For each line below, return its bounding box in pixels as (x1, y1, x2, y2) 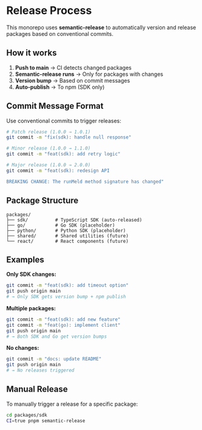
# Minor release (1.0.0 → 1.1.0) (6, 145, 91, 152)
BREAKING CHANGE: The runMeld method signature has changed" (6, 179, 164, 185)
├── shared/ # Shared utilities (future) (6, 233, 129, 239)
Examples (6, 254, 44, 265)
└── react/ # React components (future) (6, 238, 129, 244)
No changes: (6, 344, 39, 352)
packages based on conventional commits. (6, 30, 113, 37)
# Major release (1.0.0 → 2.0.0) (6, 162, 91, 168)
